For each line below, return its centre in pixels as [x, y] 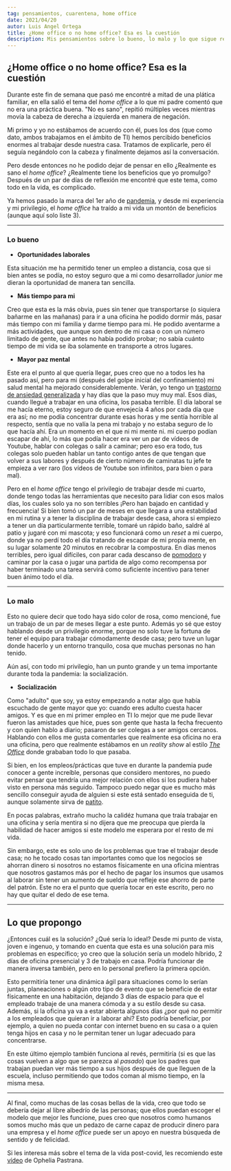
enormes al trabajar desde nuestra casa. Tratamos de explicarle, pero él [109, 144]
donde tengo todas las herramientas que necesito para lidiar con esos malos [115, 496]
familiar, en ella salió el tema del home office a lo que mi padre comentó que [115, 101]
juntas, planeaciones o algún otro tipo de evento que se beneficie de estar [112, 989]
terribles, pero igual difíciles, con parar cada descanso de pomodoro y [107, 555]
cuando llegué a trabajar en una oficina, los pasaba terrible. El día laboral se [114, 402]
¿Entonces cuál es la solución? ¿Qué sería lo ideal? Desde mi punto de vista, [115, 939]
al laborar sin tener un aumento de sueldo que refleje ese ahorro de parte [111, 880]
